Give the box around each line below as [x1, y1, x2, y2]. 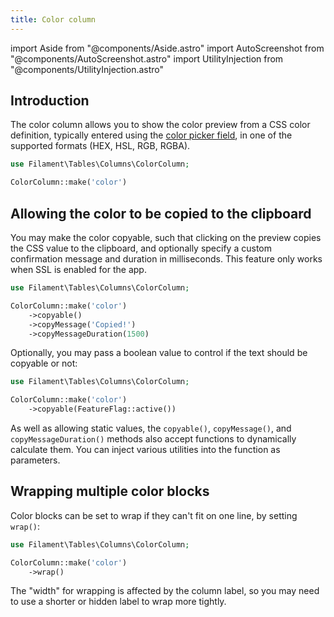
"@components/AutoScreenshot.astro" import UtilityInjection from [10, 52, 284, 65]
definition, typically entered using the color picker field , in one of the [10, 129, 293, 141]
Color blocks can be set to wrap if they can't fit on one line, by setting [10, 509, 298, 521]
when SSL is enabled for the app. [10, 264, 147, 275]
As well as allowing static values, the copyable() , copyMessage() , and [10, 422, 292, 434]
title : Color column [10, 14, 97, 25]
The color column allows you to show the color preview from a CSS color [10, 119, 311, 131]
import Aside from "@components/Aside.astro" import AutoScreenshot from [10, 42, 325, 54]
